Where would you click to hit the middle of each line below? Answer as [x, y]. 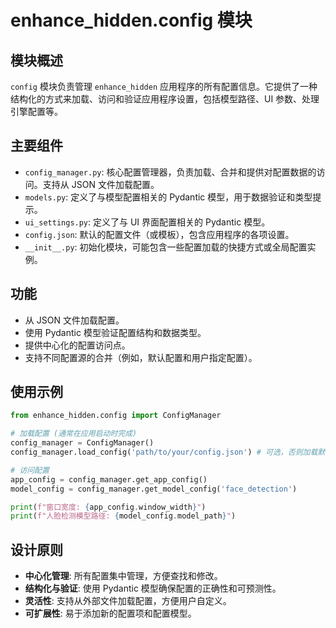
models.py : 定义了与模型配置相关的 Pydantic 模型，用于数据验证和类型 [168, 197]
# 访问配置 [30, 470]
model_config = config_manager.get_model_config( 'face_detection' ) [154, 489]
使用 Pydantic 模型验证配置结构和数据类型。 [115, 332]
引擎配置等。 [36, 111]
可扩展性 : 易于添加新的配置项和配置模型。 [110, 613]
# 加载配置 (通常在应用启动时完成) [74, 434]
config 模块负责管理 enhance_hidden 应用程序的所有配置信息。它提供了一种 [164, 86]
